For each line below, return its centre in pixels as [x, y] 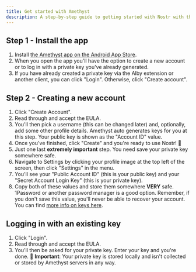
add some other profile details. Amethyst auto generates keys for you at [101, 131]
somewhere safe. [35, 156]
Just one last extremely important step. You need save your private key [101, 149]
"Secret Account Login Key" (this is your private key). [78, 180]
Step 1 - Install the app [47, 41]
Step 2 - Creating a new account [66, 98]
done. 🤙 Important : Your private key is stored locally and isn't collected [100, 256]
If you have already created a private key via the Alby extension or [94, 73]
